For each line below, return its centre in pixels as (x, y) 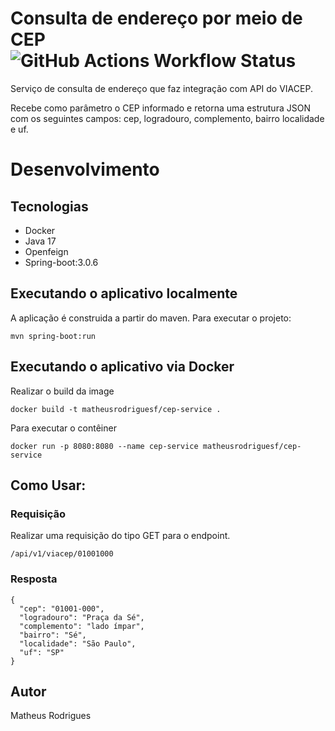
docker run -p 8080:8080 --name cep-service (104, 446)
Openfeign (46, 251)
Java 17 (40, 241)
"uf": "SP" (42, 652)
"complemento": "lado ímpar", (82, 626)
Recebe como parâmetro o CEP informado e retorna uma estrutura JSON (160, 108)
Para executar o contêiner (63, 428)
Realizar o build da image (62, 391)
